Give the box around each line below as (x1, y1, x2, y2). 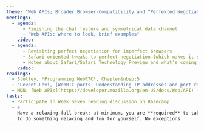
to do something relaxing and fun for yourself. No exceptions (17, 115, 181, 121)
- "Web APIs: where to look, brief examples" (22, 31, 140, 37)
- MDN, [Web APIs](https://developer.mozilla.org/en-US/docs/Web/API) (12, 88, 194, 94)
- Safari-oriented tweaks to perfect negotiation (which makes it (22, 54, 194, 60)
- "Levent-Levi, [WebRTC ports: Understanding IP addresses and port (12, 82, 191, 88)
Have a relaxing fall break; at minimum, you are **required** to (17, 110, 189, 116)
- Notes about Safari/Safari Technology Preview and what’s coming (22, 59, 197, 65)
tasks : (6, 93, 23, 99)
